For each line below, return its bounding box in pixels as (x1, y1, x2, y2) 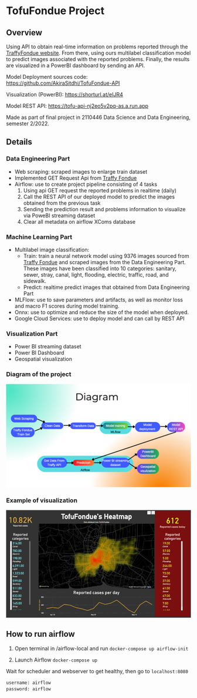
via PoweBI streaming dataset (23, 212, 96, 219)
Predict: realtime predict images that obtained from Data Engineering (23, 284, 190, 291)
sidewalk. (23, 277, 47, 284)
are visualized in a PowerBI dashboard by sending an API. (6, 62, 145, 69)
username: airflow (6, 680, 51, 686)
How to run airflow (6, 629, 75, 639)
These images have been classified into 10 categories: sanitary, (23, 265, 177, 272)
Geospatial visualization (14, 355, 72, 363)
